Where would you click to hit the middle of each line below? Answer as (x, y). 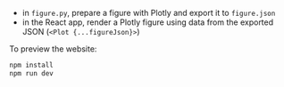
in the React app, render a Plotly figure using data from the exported (148, 22)
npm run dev (31, 73)
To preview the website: (53, 49)
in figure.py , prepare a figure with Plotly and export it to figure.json (149, 13)
